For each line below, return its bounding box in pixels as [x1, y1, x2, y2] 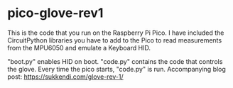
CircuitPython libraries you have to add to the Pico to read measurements [7, 35, 222, 44]
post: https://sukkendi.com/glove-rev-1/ [7, 72, 124, 81]
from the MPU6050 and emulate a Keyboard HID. [7, 43, 151, 52]
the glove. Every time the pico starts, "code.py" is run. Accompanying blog [7, 65, 226, 73]
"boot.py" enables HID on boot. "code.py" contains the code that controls [7, 57, 223, 65]
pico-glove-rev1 [7, 5, 104, 21]
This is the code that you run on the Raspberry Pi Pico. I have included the [7, 28, 224, 37]
